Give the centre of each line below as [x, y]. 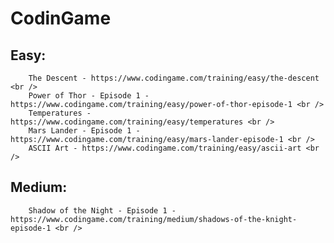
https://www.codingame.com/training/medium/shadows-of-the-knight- [154, 219]
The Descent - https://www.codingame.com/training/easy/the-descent [174, 78]
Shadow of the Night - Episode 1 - [102, 210]
